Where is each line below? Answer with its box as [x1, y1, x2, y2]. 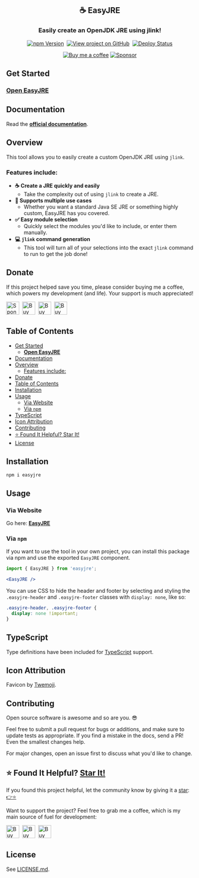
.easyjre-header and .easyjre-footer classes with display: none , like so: [6, 593, 186, 601]
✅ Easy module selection [14, 216, 78, 223]
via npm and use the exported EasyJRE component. [6, 554, 131, 561]
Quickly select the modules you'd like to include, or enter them [23, 222, 177, 229]
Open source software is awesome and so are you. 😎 [6, 714, 138, 721]
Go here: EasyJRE [6, 520, 50, 527]
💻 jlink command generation [14, 235, 91, 242]
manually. [23, 229, 48, 236]
